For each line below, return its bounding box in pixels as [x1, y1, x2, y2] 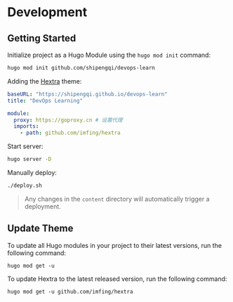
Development [7, 4, 88, 20]
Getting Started [7, 32, 76, 44]
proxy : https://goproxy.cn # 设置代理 [13, 117, 123, 124]
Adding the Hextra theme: [7, 77, 82, 85]
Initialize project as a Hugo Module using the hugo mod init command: [7, 51, 211, 59]
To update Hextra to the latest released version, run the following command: [7, 275, 227, 283]
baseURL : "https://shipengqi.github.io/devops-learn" [7, 91, 168, 98]
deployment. [24, 202, 61, 211]
